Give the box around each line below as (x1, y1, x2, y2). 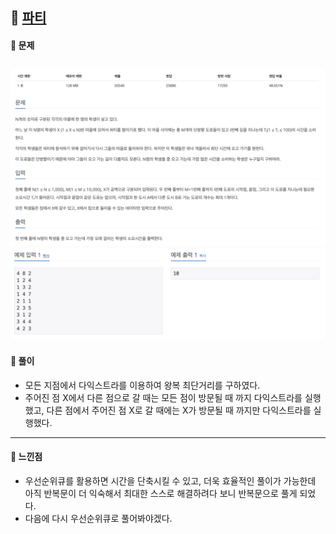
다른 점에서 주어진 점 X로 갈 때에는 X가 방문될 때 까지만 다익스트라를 (46, 404, 312, 416)
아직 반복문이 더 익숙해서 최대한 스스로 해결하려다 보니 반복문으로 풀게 (24, 488, 298, 500)
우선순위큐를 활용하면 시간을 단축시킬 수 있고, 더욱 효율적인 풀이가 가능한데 (24, 475, 317, 487)
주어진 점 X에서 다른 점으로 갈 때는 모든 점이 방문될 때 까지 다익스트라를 (24, 391, 303, 403)
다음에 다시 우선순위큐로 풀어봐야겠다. (24, 513, 173, 525)
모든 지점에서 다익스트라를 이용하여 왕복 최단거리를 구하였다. (24, 379, 261, 391)
